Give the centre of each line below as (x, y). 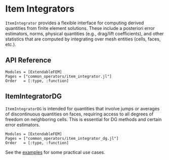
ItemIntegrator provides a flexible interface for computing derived (75, 23)
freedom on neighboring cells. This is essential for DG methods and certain (83, 119)
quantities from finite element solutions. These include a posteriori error (80, 28)
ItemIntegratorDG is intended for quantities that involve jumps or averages (82, 108)
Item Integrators (40, 9)
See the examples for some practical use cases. (55, 152)
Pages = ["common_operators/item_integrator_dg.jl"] (62, 138)
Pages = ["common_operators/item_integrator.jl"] (59, 76)
